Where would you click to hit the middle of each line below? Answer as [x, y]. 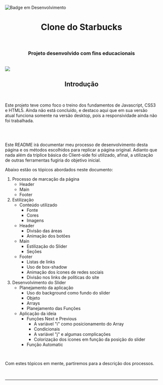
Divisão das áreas [44, 231]
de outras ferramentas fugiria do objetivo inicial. [53, 160]
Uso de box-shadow [47, 267]
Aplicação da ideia [38, 313]
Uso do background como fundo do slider [68, 293]
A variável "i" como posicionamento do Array [79, 324]
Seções [34, 252]
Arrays [33, 303]
